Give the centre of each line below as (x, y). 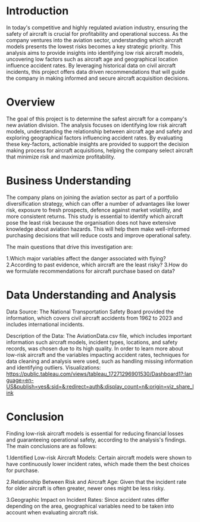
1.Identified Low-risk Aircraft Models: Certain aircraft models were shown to (99, 458)
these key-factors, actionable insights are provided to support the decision (98, 144)
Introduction (37, 11)
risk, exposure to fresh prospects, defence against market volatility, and (94, 210)
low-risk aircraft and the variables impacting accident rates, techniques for (98, 355)
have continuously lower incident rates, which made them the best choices (98, 464)
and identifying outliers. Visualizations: (54, 367)
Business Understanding (69, 181)
